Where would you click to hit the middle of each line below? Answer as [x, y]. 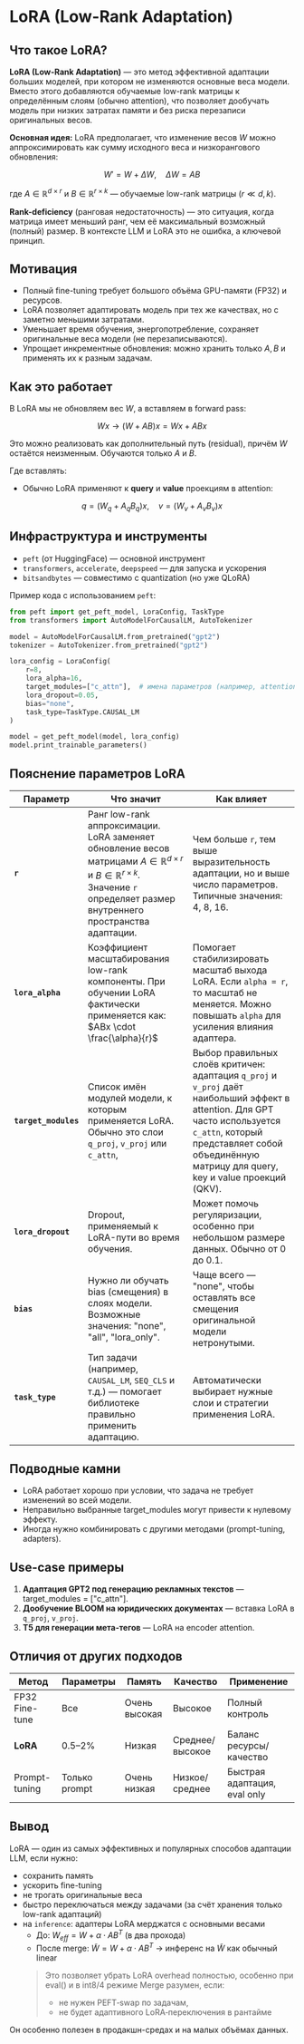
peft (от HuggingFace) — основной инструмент [114, 558]
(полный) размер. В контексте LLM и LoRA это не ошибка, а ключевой [146, 231]
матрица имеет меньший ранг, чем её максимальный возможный [138, 221]
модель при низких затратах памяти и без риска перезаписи [128, 110]
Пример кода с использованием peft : [83, 595]
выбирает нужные [233, 1391]
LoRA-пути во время [133, 1237]
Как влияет [242, 799]
